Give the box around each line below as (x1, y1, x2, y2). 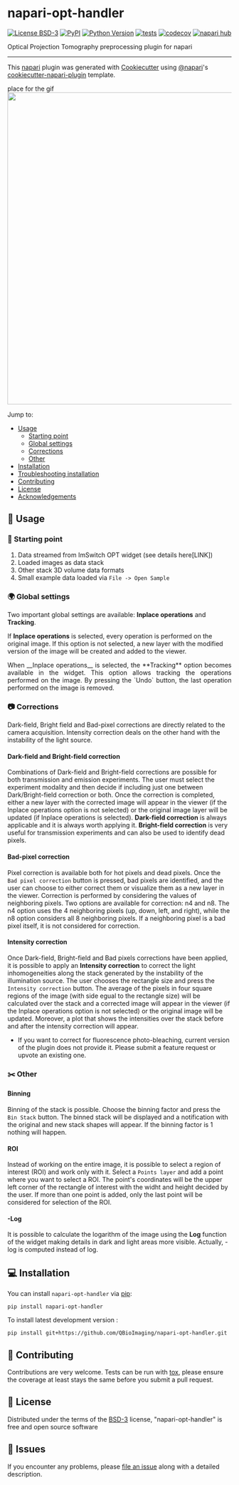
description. (7, 1469, 43, 1478)
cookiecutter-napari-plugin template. (7, 70, 116, 79)
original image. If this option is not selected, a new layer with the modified (7, 639, 223, 648)
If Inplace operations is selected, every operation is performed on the (7, 631, 213, 640)
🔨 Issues (7, 1443, 46, 1456)
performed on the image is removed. (7, 683, 115, 692)
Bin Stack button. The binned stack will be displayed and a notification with (7, 1113, 229, 1121)
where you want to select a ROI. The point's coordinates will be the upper (7, 1175, 223, 1184)
